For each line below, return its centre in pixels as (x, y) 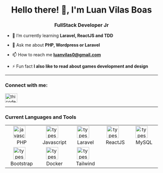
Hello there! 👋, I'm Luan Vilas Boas (81, 10)
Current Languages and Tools (41, 117)
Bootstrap (22, 164)
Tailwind (86, 164)
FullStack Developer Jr (81, 25)
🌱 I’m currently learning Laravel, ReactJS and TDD (63, 35)
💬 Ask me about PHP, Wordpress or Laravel (56, 45)
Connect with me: (26, 86)
